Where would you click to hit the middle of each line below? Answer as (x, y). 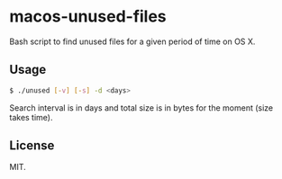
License (32, 146)
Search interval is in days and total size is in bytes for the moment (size (141, 107)
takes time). (31, 117)
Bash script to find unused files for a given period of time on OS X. (132, 41)
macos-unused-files (88, 17)
